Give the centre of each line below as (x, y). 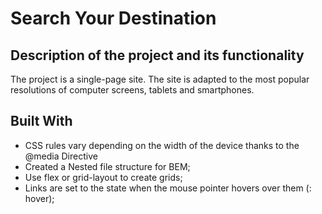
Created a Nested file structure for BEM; (107, 166)
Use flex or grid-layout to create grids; (103, 177)
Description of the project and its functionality (157, 55)
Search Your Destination (113, 18)
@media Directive (61, 156)
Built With (41, 121)
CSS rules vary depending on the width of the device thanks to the (162, 145)
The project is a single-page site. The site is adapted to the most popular (160, 79)
